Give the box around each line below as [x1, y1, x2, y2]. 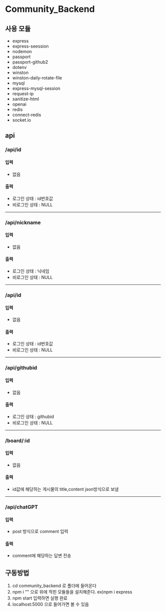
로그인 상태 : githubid [12, 413, 54, 419]
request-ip [12, 91, 34, 96]
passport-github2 [12, 59, 48, 65]
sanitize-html [12, 96, 40, 102]
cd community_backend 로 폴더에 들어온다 [12, 583, 97, 589]
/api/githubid [5, 364, 38, 371]
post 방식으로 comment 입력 [12, 529, 68, 535]
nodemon [12, 49, 32, 54]
